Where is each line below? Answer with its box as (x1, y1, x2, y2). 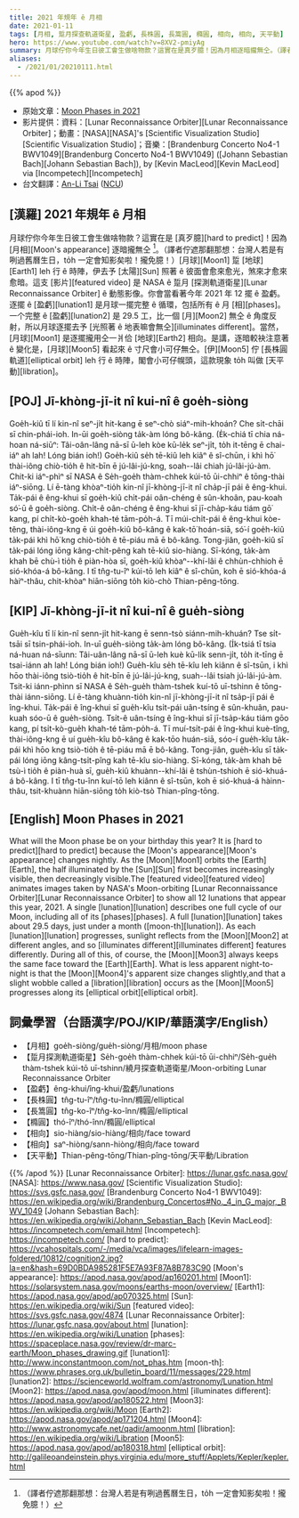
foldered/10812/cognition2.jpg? (9, 1253, 124, 1263)
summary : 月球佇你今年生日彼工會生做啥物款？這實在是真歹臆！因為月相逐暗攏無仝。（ (9, 46, 280, 55)
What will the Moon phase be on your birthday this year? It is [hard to (9, 835, 263, 846)
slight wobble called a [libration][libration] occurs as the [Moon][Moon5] (9, 977, 274, 988)
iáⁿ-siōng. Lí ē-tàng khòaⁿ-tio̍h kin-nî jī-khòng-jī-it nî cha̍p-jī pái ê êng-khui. (9, 482, 287, 492)
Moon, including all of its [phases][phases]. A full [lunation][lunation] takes (9, 911, 283, 921)
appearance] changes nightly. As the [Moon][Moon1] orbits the (9, 854, 240, 865)
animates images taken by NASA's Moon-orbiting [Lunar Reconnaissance (9, 882, 279, 893)
